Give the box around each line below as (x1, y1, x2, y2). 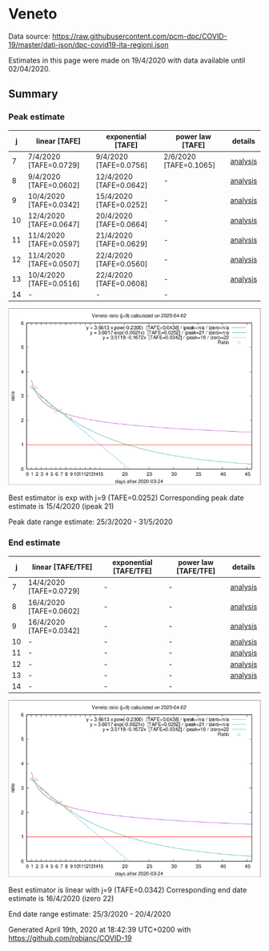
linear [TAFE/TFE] (31, 562, 93, 571)
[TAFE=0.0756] (95, 161, 148, 170)
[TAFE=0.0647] (27, 220, 80, 230)
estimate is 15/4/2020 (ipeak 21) (8, 502, 114, 511)
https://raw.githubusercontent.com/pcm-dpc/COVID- (51, 31, 228, 41)
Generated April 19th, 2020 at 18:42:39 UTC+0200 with (8, 925, 191, 934)
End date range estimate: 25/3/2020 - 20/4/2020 (8, 908, 171, 919)
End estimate (8, 537, 61, 548)
